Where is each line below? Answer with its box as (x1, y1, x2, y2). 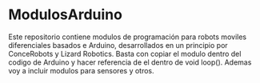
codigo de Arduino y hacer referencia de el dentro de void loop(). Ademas (8, 57, 252, 67)
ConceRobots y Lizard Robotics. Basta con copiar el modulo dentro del (8, 49, 242, 58)
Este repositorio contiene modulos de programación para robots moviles (8, 32, 246, 41)
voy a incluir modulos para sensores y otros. (8, 65, 154, 75)
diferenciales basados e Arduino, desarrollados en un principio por (8, 40, 228, 49)
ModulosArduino (8, 6, 122, 24)
